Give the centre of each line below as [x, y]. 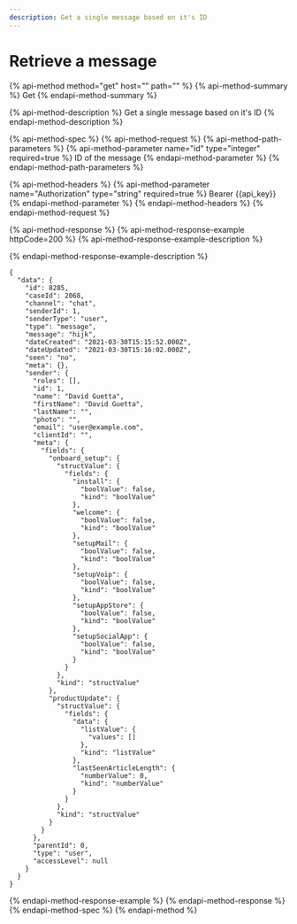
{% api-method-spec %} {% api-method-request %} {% [112, 139]
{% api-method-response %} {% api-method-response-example [127, 229]
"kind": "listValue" [118, 752]
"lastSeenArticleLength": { [124, 768]
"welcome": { [96, 512]
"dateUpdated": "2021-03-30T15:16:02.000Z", [108, 350]
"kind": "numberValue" [122, 783]
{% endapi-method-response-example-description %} [109, 256]
